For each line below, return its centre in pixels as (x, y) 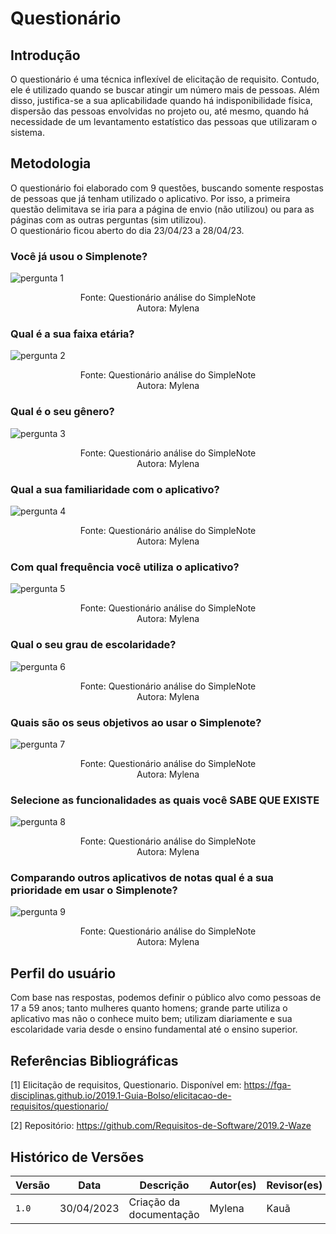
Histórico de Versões (77, 1157)
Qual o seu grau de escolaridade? (93, 645)
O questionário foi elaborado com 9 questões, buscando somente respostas (167, 188)
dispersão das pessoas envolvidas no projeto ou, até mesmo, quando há (160, 111)
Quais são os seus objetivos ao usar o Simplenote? (136, 722)
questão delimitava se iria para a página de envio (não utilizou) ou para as (162, 209)
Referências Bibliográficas (94, 1060)
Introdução (45, 55)
